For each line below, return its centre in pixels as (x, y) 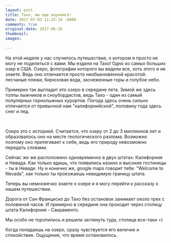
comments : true (21, 24)
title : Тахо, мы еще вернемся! (39, 15)
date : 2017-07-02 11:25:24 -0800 (41, 19)
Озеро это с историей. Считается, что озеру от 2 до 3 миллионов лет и (83, 131)
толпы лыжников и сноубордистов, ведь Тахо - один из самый (74, 95)
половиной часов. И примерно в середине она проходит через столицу (84, 204)
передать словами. (26, 147)
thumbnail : (17, 34)
